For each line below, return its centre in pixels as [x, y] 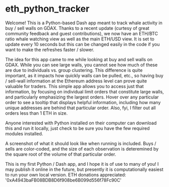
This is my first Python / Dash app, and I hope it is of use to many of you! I [82, 164]
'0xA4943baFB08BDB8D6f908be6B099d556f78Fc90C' [64, 180]
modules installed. [24, 133]
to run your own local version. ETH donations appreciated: [66, 174]
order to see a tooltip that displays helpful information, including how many [83, 102]
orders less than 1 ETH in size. [37, 113]
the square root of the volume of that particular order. [61, 154]
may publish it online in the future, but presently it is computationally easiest [84, 169]
